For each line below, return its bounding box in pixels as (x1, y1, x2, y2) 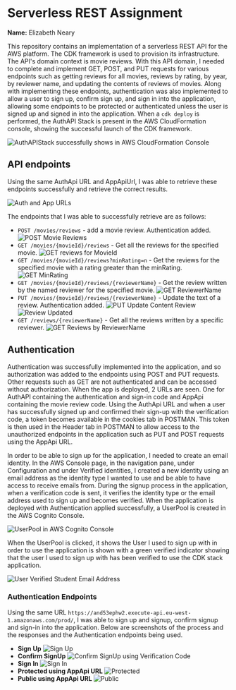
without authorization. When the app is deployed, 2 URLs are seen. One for (7, 385, 225, 393)
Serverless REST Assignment (7, 5, 183, 21)
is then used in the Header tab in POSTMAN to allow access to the (7, 422, 199, 431)
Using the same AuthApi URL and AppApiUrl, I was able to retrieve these (7, 177, 217, 186)
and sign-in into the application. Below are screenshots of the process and (7, 623, 224, 631)
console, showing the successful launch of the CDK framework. (7, 124, 192, 133)
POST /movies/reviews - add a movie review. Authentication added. (17, 226, 211, 234)
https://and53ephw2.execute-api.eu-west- (68, 609, 192, 617)
